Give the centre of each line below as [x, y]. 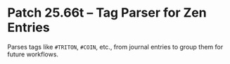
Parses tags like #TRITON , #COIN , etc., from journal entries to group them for [115, 47]
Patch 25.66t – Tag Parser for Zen [107, 13]
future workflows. [33, 54]
